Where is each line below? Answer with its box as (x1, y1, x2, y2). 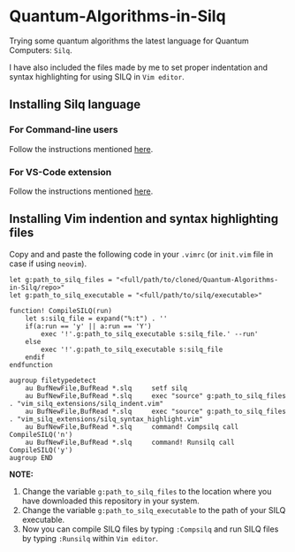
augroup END (9, 453, 53, 462)
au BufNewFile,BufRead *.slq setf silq (25, 383, 188, 393)
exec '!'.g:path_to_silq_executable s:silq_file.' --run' (41, 329, 259, 338)
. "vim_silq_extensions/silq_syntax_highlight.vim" (9, 414, 203, 424)
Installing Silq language (9, 97, 141, 112)
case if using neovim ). (9, 258, 87, 269)
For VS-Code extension (9, 165, 112, 178)
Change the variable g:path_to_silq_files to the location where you (21, 486, 272, 496)
